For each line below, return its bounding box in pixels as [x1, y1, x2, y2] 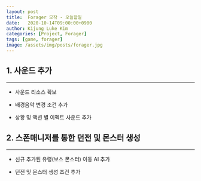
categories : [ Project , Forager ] [6, 31, 87, 37]
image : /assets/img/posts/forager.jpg [6, 42, 103, 48]
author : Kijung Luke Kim [6, 25, 68, 32]
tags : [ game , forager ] [6, 36, 63, 42]
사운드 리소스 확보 [14, 88, 57, 96]
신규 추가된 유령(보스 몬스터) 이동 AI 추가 [14, 155, 111, 162]
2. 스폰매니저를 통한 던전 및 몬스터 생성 [6, 133, 141, 143]
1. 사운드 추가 [6, 66, 52, 76]
